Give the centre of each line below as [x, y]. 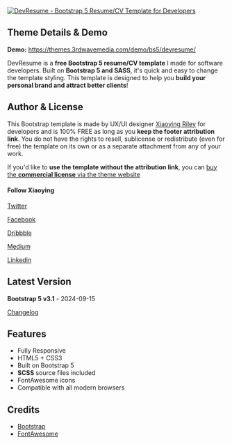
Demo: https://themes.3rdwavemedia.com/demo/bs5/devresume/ [101, 49]
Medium [19, 246]
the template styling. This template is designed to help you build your [107, 77]
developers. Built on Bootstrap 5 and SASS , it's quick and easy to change [113, 70]
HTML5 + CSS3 [40, 358]
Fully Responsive [41, 351]
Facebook [22, 219]
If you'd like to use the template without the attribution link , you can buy [112, 167]
